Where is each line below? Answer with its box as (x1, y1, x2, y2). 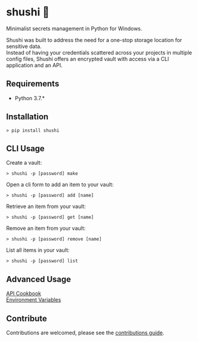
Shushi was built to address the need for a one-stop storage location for (6, 36, 183, 43)
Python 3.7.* (14, 94, 45, 101)
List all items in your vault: (6, 247, 70, 254)
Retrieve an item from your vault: (6, 203, 86, 210)
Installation (6, 112, 49, 122)
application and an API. (6, 62, 63, 69)
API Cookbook (6, 290, 41, 297)
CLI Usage (6, 143, 45, 154)
